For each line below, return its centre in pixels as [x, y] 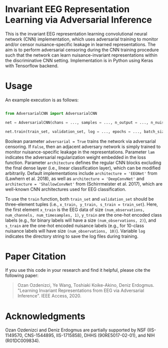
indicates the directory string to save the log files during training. [72, 236]
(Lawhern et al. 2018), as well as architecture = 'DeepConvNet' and [75, 179]
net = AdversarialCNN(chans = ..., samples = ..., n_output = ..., [77, 122]
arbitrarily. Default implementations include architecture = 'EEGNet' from [81, 173]
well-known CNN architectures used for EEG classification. [66, 189]
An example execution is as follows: [42, 100]
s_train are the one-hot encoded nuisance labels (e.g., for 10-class [74, 225]
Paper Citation [35, 256]
